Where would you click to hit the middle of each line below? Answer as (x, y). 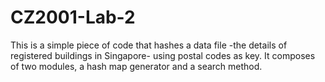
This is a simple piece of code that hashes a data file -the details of (149, 45)
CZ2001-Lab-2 (73, 17)
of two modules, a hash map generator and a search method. (136, 66)
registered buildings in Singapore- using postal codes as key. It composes (163, 55)
